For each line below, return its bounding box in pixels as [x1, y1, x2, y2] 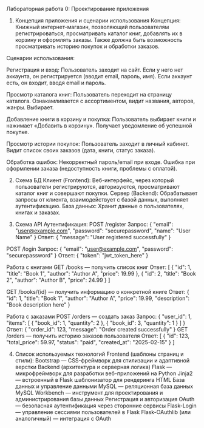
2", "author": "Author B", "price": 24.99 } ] [6, 276, 110, 284]
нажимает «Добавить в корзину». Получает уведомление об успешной [6, 122, 192, 129]
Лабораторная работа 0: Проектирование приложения [6, 5, 149, 12]
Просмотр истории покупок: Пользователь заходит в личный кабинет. [6, 140, 189, 148]
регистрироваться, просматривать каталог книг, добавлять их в [15, 30, 183, 37]
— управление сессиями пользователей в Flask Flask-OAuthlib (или [15, 409, 191, 415]
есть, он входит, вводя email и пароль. [6, 79, 106, 86]
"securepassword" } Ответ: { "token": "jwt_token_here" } [6, 252, 149, 259]
